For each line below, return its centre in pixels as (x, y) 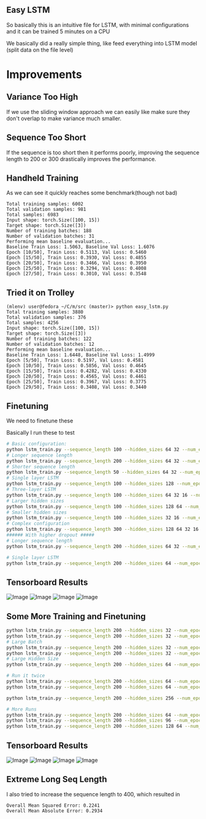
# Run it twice (26, 676)
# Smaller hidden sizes (37, 512)
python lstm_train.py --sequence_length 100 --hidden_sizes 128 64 (94, 506)
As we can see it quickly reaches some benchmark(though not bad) (92, 193)
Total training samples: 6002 (45, 204)
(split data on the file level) (40, 50)
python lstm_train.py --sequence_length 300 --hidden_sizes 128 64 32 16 (103, 530)
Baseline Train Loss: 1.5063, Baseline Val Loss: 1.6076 (81, 247)
